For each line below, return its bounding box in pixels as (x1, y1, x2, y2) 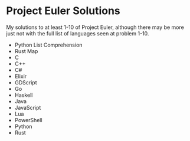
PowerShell (14, 116, 42, 123)
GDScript (14, 78, 37, 86)
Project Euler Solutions (6, 4, 121, 18)
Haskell (14, 91, 33, 99)
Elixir (14, 73, 27, 80)
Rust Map (14, 47, 38, 54)
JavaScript (14, 104, 41, 111)
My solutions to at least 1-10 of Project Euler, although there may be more (6, 24, 184, 31)
